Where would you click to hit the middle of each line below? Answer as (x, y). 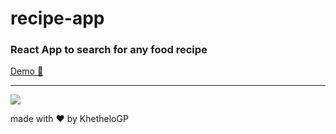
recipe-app (57, 18)
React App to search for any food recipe (109, 50)
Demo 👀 (27, 71)
